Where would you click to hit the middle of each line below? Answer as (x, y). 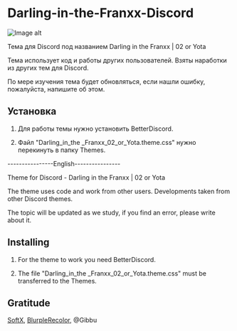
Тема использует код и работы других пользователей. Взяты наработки (117, 60)
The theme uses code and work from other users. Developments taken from (118, 191)
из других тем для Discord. (48, 67)
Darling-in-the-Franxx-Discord (101, 13)
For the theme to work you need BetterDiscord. (87, 259)
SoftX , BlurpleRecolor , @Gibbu (52, 320)
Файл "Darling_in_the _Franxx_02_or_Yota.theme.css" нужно (107, 142)
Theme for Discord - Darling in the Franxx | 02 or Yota (86, 177)
